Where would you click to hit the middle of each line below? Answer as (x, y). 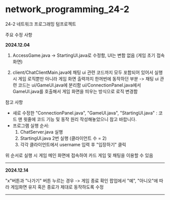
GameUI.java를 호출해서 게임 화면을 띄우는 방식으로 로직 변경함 (75, 91)
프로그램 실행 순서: (31, 126)
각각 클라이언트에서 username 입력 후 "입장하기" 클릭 (73, 144)
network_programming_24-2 (67, 9)
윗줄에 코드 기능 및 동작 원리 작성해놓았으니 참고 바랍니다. (80, 119)
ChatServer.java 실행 (41, 132)
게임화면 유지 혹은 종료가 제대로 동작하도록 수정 (57, 187)
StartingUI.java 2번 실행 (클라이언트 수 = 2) (63, 138)
